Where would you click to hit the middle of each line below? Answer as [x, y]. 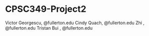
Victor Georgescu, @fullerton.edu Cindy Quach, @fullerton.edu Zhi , [75, 23]
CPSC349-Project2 [46, 9]
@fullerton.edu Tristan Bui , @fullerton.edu [49, 28]
